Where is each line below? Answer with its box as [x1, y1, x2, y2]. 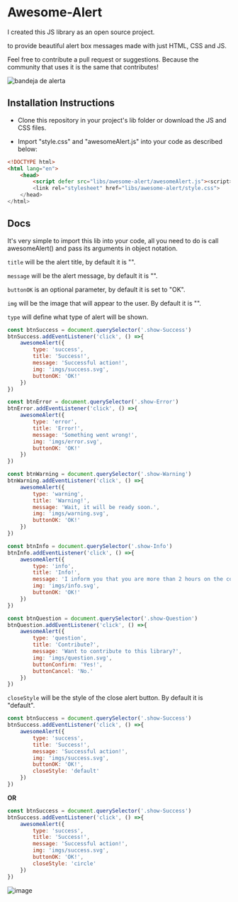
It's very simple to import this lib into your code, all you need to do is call [7, 236, 219, 245]
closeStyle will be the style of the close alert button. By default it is [7, 694, 203, 702]
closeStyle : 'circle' [33, 859, 97, 867]
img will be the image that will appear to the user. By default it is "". [7, 299, 202, 307]
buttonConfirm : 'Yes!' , [33, 661, 103, 668]
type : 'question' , [33, 635, 87, 642]
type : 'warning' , [33, 490, 84, 497]
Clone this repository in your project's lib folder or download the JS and [17, 116, 227, 124]
